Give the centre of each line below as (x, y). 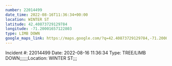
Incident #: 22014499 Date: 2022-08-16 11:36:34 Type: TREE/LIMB (76, 53)
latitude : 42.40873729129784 (36, 24)
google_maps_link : (25, 39)
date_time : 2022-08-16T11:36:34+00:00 (47, 15)
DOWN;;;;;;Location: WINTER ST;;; (41, 58)
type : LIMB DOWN (23, 34)
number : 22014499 (24, 10)
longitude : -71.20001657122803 (39, 29)
